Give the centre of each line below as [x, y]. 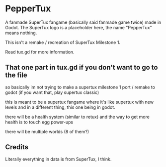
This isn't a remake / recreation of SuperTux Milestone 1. [63, 42]
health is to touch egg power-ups [39, 122]
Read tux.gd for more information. [40, 52]
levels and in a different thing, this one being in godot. [60, 107]
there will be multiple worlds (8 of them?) [47, 131]
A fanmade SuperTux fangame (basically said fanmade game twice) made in [83, 22]
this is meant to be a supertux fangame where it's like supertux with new [80, 102]
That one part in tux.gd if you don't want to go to [82, 67]
